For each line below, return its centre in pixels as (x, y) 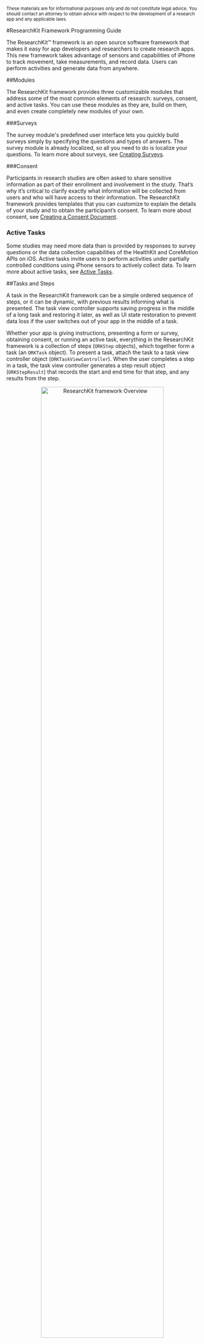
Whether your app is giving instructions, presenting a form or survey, (93, 333)
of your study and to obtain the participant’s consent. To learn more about (99, 210)
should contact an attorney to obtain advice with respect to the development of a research (101, 14)
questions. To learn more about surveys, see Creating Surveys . (85, 154)
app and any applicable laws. (37, 20)
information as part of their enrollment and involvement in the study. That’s (100, 185)
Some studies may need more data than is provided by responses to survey (101, 246)
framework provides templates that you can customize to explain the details (101, 204)
